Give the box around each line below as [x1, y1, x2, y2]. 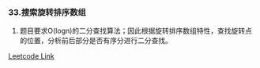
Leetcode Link [8, 52, 55, 61]
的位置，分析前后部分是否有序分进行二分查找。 [19, 36, 172, 45]
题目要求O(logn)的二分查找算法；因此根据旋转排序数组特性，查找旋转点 [19, 26, 253, 36]
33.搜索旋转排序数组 [8, 6, 87, 17]
